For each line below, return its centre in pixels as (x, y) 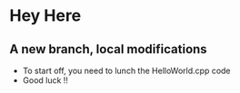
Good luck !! (45, 80)
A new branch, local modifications (108, 49)
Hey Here (45, 16)
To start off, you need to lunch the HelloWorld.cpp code (126, 70)
